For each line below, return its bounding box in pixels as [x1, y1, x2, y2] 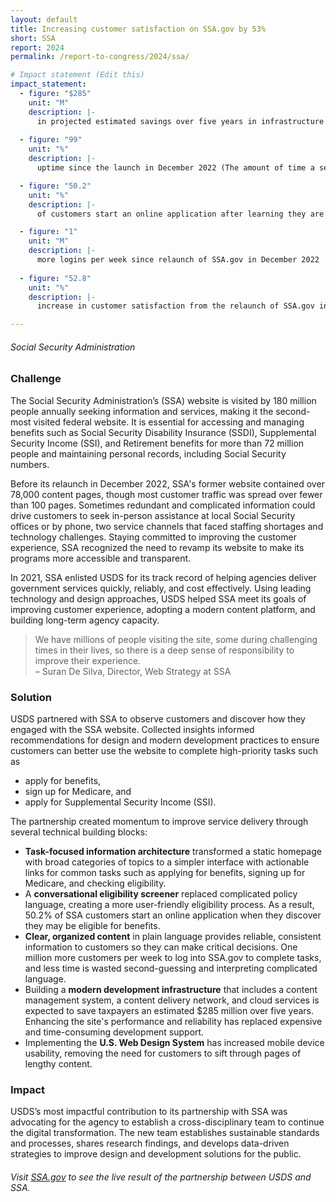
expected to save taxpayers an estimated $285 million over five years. [24, 1005, 315, 1016]
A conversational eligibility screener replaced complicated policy [24, 888, 298, 900]
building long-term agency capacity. [10, 614, 160, 626]
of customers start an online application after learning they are [36, 209, 325, 219]
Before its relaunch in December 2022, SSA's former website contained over [10, 477, 325, 490]
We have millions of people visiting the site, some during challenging [34, 633, 318, 645]
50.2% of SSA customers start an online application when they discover [24, 909, 322, 921]
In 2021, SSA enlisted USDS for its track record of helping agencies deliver [10, 571, 317, 583]
